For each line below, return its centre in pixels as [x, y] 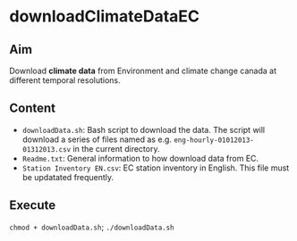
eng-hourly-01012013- [214, 140]
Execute [33, 206]
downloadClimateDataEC [104, 17]
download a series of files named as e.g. [97, 139]
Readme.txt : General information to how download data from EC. [140, 158]
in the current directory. [116, 148]
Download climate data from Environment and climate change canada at [143, 71]
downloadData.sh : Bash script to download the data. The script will [144, 129]
